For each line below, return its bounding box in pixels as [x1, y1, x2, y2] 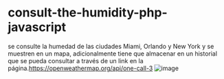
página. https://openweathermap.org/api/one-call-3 [8, 64, 153, 72]
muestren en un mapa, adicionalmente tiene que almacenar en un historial [8, 49, 218, 58]
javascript [8, 19, 67, 35]
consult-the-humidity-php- [8, 5, 168, 21]
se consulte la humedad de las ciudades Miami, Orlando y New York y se [8, 42, 214, 50]
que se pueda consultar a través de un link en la [8, 56, 144, 65]
